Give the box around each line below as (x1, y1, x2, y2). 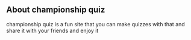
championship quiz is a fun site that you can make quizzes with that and (6, 20, 185, 27)
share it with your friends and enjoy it (6, 27, 99, 34)
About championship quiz (6, 5, 105, 15)
